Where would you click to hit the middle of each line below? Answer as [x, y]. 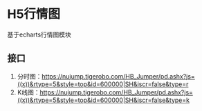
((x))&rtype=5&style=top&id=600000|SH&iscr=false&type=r [103, 84]
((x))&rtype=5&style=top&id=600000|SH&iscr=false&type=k [103, 100]
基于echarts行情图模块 [39, 34]
